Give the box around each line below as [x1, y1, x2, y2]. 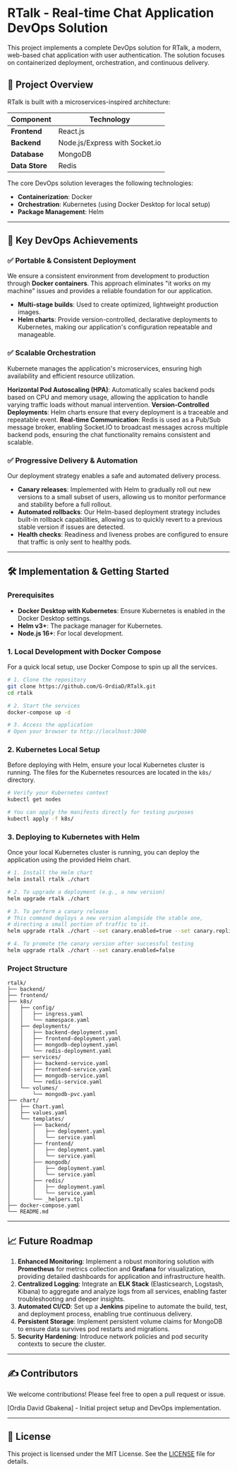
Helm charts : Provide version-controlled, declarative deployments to [17, 316, 218, 324]
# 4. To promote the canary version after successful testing [7, 941, 194, 948]
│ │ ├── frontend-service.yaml [7, 1066, 112, 1073]
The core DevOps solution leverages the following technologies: [7, 179, 194, 187]
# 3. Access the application [7, 722, 93, 729]
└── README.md [7, 1208, 49, 1215]
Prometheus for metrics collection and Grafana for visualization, [17, 1265, 206, 1273]
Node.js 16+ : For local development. [17, 629, 123, 637]
